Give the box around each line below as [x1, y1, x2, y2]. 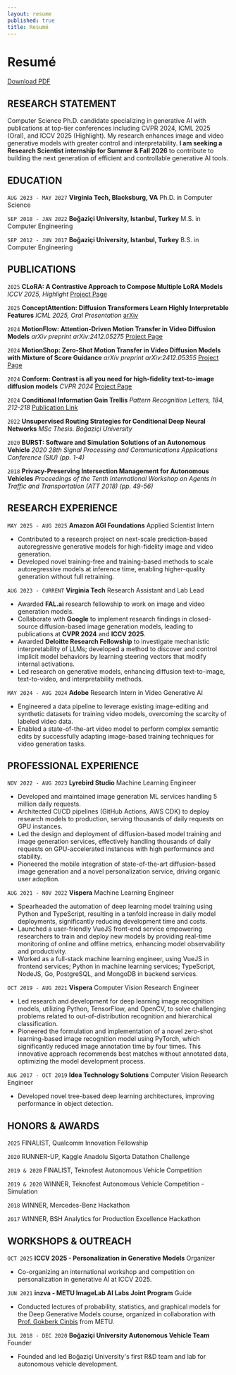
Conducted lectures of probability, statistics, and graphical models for [17, 1302, 221, 1311]
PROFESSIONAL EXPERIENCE [7, 760, 139, 772]
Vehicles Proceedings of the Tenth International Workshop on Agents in [7, 474, 217, 482]
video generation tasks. [17, 739, 87, 748]
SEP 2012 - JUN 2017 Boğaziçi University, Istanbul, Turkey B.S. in [7, 235, 199, 244]
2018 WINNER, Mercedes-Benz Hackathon [7, 1201, 130, 1210]
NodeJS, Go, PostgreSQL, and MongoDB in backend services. [17, 970, 199, 978]
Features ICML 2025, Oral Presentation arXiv [7, 311, 139, 319]
